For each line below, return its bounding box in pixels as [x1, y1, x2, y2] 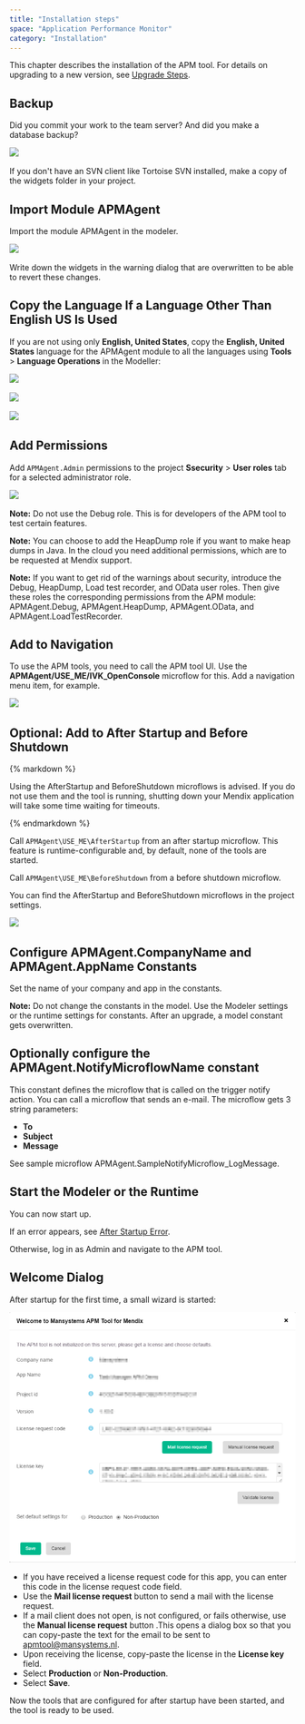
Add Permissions [9, 438, 109, 454]
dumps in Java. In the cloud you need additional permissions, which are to [9, 544, 288, 555]
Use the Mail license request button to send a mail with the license [22, 1591, 274, 1602]
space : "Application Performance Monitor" [9, 24, 172, 34]
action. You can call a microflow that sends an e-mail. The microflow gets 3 [9, 1093, 291, 1104]
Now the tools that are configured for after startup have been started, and [9, 1695, 285, 1706]
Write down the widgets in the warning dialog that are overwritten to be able [9, 262, 294, 272]
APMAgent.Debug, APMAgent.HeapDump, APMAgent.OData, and [9, 601, 254, 612]
